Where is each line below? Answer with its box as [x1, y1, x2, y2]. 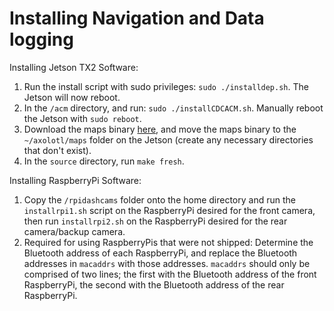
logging [9, 28, 74, 51]
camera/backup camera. [23, 225, 126, 237]
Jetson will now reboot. [23, 91, 121, 103]
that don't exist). [23, 144, 92, 156]
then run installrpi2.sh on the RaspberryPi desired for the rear [23, 215, 288, 227]
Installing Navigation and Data [9, 7, 265, 30]
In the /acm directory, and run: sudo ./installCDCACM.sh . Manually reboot [23, 102, 324, 114]
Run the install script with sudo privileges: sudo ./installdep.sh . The [23, 80, 309, 92]
